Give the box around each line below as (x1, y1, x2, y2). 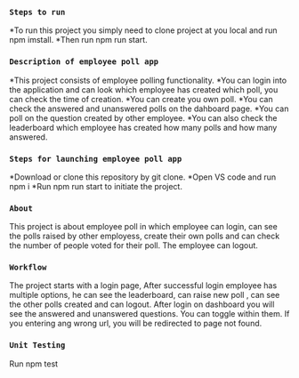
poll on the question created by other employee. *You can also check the (9, 112, 278, 123)
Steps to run (9, 7, 66, 17)
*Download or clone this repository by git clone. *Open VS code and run (9, 172, 277, 182)
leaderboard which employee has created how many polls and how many (9, 122, 278, 133)
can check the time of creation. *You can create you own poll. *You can (9, 93, 273, 104)
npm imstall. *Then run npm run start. (9, 35, 149, 45)
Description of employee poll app (9, 57, 158, 67)
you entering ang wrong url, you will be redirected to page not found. (9, 318, 263, 329)
